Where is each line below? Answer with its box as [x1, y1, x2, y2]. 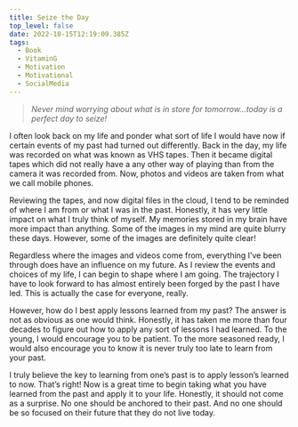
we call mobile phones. [9, 177, 94, 188]
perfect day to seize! [30, 113, 108, 124]
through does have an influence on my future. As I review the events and [9, 259, 276, 270]
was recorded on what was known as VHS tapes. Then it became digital [9, 149, 273, 160]
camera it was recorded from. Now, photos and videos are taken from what [9, 168, 285, 179]
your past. [9, 352, 47, 363]
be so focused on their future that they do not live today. [9, 407, 216, 418]
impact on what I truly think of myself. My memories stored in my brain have [9, 213, 287, 224]
